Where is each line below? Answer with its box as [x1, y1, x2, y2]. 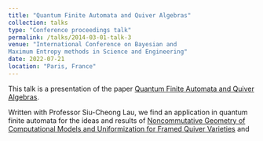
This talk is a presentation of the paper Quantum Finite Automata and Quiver [8, 84, 255, 93]
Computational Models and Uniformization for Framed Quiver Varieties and [8, 124, 250, 133]
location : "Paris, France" [8, 63, 97, 70]
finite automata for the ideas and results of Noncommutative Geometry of [8, 115, 246, 125]
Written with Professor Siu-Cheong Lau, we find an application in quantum [8, 107, 249, 117]
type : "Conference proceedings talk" [8, 26, 132, 34]
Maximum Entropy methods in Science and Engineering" [8, 48, 188, 56]
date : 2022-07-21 [8, 56, 65, 63]
